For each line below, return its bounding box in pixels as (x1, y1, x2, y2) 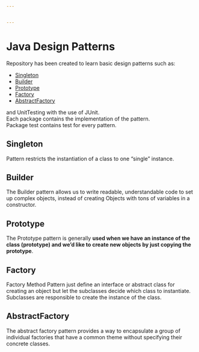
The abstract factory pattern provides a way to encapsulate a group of (6, 327, 181, 335)
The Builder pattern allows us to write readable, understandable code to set (6, 188, 194, 196)
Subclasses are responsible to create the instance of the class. (6, 294, 162, 301)
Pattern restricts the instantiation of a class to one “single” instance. (6, 155, 174, 162)
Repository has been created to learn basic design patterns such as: (6, 60, 176, 67)
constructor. (6, 201, 37, 209)
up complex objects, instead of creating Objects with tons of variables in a (6, 195, 191, 202)
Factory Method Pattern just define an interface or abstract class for (6, 281, 176, 288)
